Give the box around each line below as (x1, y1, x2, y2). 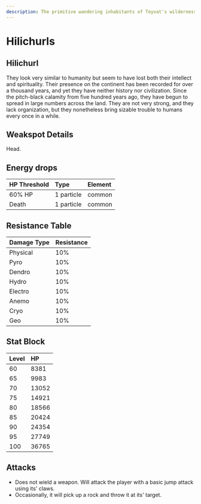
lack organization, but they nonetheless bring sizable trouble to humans (6, 106, 182, 113)
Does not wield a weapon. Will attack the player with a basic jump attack (14, 478, 194, 485)
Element (87, 181, 112, 189)
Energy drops (6, 163, 58, 173)
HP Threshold (9, 181, 50, 189)
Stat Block (6, 337, 45, 347)
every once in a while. (6, 112, 60, 120)
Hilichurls (6, 34, 56, 48)
